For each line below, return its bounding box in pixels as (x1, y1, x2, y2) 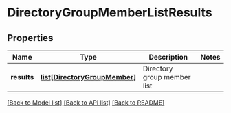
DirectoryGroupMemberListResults (7, 5, 212, 21)
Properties (7, 32, 54, 44)
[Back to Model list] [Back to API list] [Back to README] (7, 99, 165, 107)
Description (148, 53, 188, 62)
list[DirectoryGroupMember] (40, 73, 136, 81)
